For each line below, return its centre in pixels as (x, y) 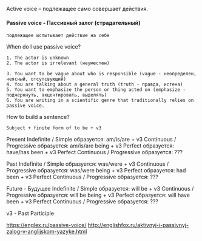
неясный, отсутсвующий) (36, 79)
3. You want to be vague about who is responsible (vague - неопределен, (102, 74)
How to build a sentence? (38, 117)
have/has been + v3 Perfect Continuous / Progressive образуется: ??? (95, 152)
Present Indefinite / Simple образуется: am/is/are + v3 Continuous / (91, 140)
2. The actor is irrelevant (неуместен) (58, 63)
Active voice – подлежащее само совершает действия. (77, 9)
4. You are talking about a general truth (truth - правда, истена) (95, 84)
